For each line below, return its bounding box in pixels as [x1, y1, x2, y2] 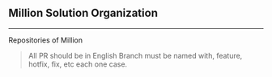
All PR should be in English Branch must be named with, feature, [28, 51, 243, 60]
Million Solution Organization [8, 6, 158, 20]
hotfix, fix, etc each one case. [28, 59, 128, 69]
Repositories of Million [8, 35, 83, 45]
